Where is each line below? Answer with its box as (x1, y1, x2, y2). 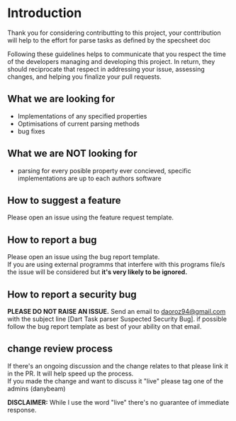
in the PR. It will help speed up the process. (7, 369, 134, 378)
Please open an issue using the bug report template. (7, 253, 160, 261)
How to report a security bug (7, 288, 137, 300)
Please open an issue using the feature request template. (7, 213, 174, 222)
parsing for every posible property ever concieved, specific (17, 166, 191, 175)
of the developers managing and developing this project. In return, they (7, 57, 215, 65)
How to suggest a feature (7, 194, 122, 207)
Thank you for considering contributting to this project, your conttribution (7, 28, 221, 37)
